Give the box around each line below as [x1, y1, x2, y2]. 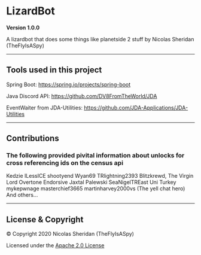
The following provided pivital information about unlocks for [6, 151, 185, 160]
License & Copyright [6, 214, 84, 224]
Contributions [6, 133, 59, 144]
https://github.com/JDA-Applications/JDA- [83, 104, 188, 111]
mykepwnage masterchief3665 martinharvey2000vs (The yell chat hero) [6, 185, 185, 192]
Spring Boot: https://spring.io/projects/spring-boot [6, 81, 131, 88]
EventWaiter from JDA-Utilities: [6, 104, 83, 111]
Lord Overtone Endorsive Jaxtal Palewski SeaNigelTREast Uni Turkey [6, 178, 176, 186]
